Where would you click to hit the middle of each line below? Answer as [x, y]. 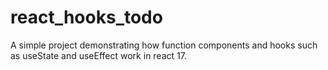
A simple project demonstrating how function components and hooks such [164, 45]
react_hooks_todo [86, 17]
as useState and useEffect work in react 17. [98, 55]
